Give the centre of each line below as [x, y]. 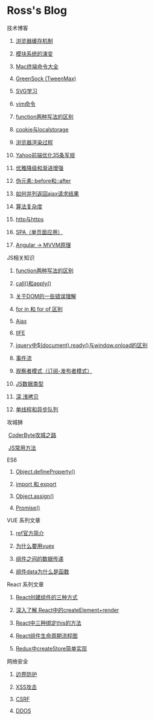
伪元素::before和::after [43, 180]
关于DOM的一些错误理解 [46, 296]
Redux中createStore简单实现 [51, 648]
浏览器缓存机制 [34, 40]
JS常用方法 [22, 448]
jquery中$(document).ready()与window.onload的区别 [82, 345]
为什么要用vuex [35, 546]
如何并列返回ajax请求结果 [47, 193]
